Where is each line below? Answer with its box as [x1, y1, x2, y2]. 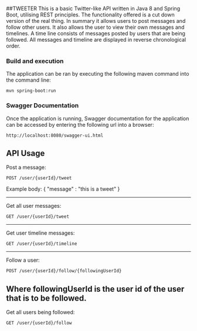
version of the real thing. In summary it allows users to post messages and [6, 18, 186, 24]
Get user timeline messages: [6, 229, 75, 237]
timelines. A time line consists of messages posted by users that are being [6, 30, 186, 37]
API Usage [6, 148, 45, 158]
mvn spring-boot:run [6, 88, 57, 94]
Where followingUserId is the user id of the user [6, 284, 185, 294]
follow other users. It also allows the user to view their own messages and [6, 23, 185, 31]
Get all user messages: [6, 202, 62, 210]
